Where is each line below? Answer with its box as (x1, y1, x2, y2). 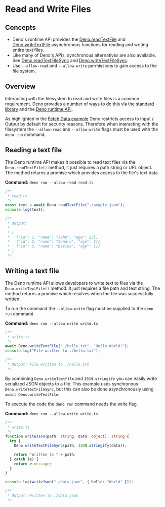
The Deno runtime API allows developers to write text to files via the (5, 280, 143, 286)
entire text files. (12, 47, 44, 53)
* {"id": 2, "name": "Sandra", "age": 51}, (7, 239, 103, 244)
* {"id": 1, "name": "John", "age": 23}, (7, 235, 98, 240)
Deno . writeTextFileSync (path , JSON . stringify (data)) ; (14, 443, 127, 448)
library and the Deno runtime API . (5, 106, 73, 112)
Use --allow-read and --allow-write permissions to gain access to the (12, 63, 157, 68)
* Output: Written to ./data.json (7, 493, 79, 498)
